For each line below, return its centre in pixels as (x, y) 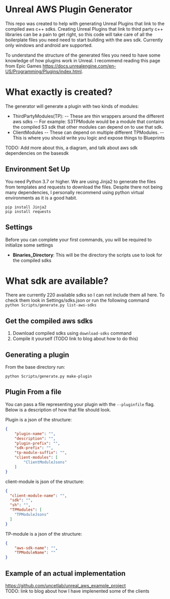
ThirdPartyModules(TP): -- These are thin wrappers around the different (88, 116)
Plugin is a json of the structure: (39, 419)
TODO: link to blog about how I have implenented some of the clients (77, 591)
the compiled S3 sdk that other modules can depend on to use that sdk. (88, 127)
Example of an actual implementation (65, 573)
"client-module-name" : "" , (38, 496)
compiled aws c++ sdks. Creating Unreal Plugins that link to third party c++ (84, 29)
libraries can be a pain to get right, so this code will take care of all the (79, 34)
